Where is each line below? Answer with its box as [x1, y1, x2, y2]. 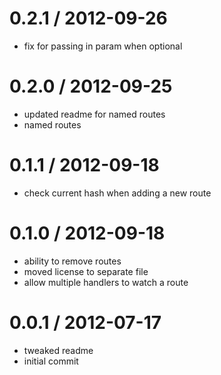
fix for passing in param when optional [23, 40, 183, 52]
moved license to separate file [23, 265, 149, 277]
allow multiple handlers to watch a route [23, 276, 189, 288]
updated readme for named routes [23, 108, 166, 120]
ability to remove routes [23, 255, 122, 267]
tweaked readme [23, 344, 94, 356]
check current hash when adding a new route [23, 187, 212, 199]
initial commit [23, 355, 79, 367]
